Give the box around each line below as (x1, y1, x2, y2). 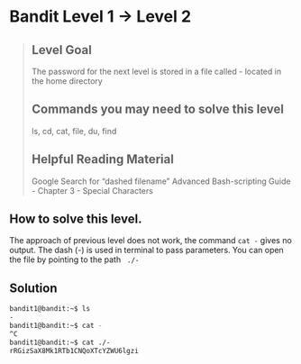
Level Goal (31, 42, 92, 58)
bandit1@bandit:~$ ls (9, 305, 91, 314)
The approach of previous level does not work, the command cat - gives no (9, 235, 293, 246)
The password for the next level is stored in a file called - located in (31, 66, 282, 77)
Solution (9, 280, 58, 296)
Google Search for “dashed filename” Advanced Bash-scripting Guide (31, 176, 291, 187)
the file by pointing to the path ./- (9, 254, 140, 265)
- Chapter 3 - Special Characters (31, 185, 153, 196)
